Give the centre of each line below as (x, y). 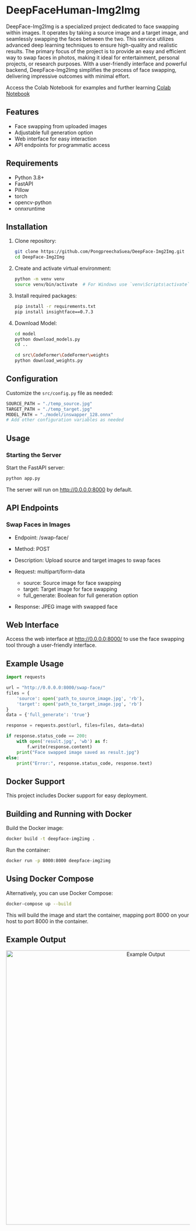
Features (22, 112)
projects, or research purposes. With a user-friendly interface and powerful (97, 64)
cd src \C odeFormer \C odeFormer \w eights (62, 355)
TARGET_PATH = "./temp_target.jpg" (49, 409)
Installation (27, 227)
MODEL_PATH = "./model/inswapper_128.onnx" (60, 414)
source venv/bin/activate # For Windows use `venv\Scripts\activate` (102, 284)
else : (13, 758)
